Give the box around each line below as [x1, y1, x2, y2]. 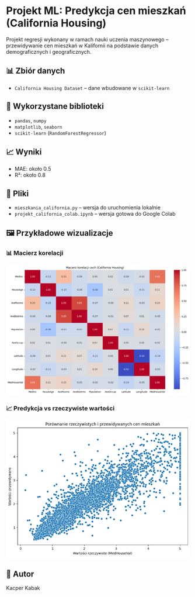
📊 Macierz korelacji [6, 249, 64, 257]
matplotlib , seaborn [14, 123, 62, 130]
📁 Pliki [6, 188, 29, 198]
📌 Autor [6, 569, 34, 579]
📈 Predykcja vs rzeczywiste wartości [6, 404, 115, 412]
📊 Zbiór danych [6, 66, 65, 76]
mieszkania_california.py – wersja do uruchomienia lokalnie [14, 204, 161, 211]
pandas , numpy [14, 117, 47, 124]
